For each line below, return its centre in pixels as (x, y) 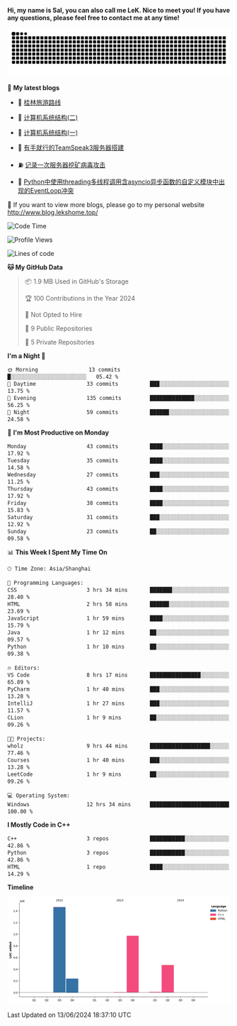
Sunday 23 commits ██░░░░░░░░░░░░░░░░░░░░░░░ (118, 531)
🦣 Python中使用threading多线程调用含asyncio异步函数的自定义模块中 (118, 182)
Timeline (21, 887)
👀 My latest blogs (34, 87)
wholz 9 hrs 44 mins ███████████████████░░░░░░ (118, 746)
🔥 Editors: (24, 668)
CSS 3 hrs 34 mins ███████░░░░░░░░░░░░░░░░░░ (118, 590)
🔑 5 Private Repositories (60, 342)
